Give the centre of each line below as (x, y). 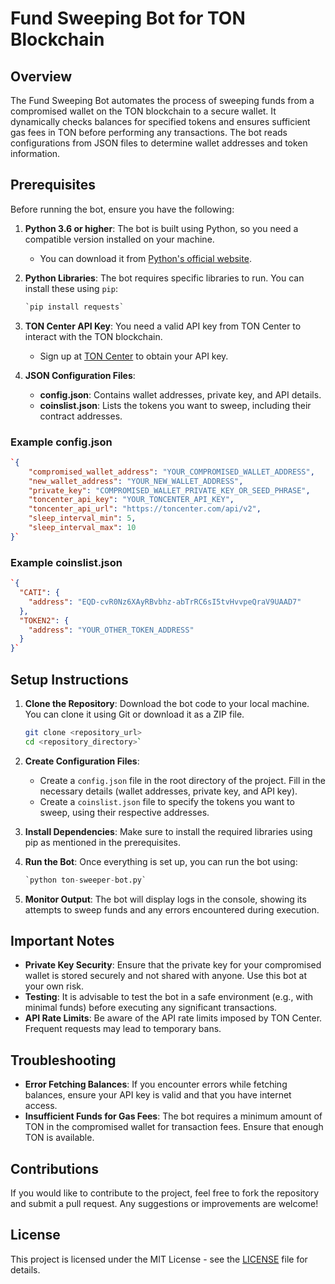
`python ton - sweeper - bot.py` (85, 880)
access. (41, 1106)
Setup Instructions (69, 679)
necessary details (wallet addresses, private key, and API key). (168, 791)
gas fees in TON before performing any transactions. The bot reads (149, 132)
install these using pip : (71, 288)
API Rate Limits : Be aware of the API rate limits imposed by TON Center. (173, 1018)
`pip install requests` (74, 307)
